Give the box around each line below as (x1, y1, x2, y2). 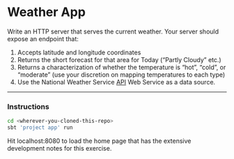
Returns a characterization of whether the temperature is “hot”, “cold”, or (17, 63, 226, 71)
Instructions (7, 102, 50, 112)
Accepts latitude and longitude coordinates (17, 48, 141, 56)
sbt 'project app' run (7, 124, 73, 131)
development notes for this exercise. (7, 144, 112, 152)
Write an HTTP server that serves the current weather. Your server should (7, 27, 219, 36)
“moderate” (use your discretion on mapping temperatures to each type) (17, 70, 226, 79)
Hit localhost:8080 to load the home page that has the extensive (7, 137, 192, 145)
